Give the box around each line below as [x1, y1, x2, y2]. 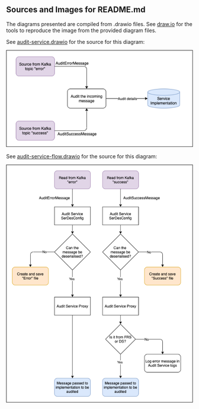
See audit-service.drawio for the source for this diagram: [6, 38, 145, 45]
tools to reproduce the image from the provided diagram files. [6, 27, 157, 34]
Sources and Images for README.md [6, 5, 146, 15]
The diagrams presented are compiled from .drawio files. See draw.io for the [6, 20, 192, 27]
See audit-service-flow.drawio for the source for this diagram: [6, 152, 158, 159]
